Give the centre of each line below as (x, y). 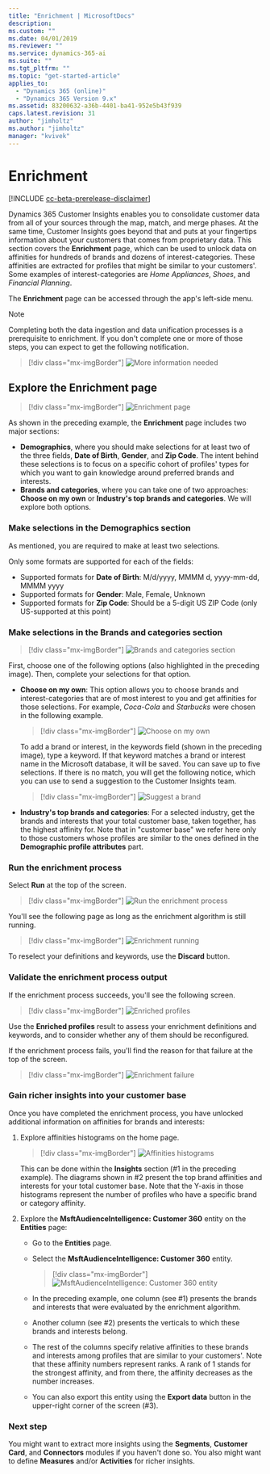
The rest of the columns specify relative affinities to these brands (140, 1346)
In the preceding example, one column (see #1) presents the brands (144, 1298)
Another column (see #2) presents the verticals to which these (136, 1322)
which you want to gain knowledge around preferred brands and (127, 472)
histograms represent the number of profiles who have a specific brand (139, 1194)
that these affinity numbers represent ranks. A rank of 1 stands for (141, 1364)
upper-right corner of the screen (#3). (95, 1405)
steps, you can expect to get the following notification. (99, 346)
